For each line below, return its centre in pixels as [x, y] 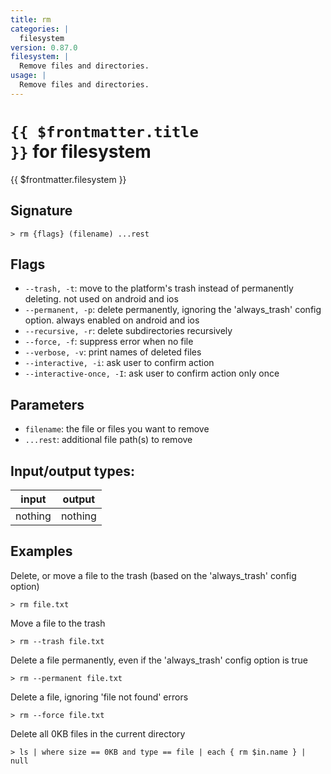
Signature [41, 211]
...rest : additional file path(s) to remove [108, 440]
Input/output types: [73, 471]
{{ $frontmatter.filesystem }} [68, 179]
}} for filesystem [81, 151]
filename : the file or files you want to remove [117, 429]
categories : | [40, 29]
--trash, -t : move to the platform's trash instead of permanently [159, 288]
